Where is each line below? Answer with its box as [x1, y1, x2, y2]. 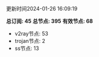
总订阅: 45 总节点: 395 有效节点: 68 [6, 18, 93, 25]
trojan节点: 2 [14, 38, 45, 44]
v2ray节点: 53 [14, 30, 48, 37]
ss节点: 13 [14, 45, 39, 52]
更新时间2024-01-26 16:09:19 [6, 5, 78, 12]
